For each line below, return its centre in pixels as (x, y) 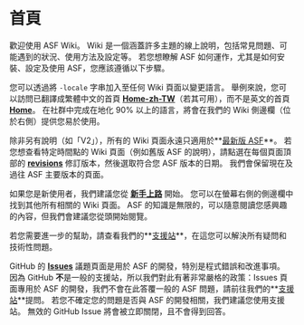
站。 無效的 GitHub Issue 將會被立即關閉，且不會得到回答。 (120, 311)
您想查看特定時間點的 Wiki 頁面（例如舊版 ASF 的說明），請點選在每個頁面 (146, 151)
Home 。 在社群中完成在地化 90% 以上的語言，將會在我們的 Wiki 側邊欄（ (146, 110)
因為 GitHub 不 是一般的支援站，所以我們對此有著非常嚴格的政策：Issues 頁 (148, 277)
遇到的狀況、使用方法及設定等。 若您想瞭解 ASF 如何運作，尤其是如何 (147, 56)
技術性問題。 (33, 246)
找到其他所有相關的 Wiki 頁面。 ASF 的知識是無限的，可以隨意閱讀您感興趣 (148, 205)
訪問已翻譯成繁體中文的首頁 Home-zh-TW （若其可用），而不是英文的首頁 (153, 98)
